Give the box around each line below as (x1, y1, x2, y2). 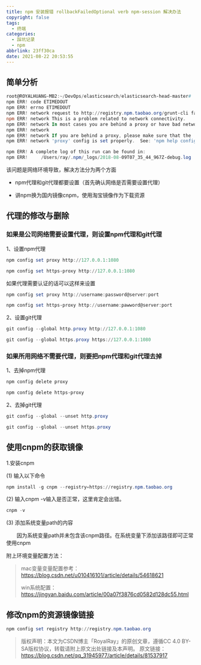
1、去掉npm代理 (6, 367, 46, 374)
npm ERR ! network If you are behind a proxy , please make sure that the (6, 133, 191, 139)
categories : (6, 31, 36, 37)
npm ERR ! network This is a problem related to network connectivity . (6, 115, 186, 122)
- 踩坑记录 (11, 37, 35, 43)
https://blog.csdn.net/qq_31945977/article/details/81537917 (20, 652, 168, 659)
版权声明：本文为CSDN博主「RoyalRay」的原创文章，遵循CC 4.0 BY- (20, 637, 191, 645)
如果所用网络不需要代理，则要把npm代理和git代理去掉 (6, 352, 163, 360)
